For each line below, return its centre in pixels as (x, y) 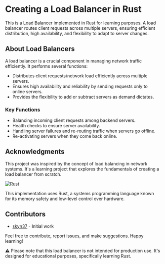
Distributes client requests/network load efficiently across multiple (80, 76)
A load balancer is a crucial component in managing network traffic (74, 61)
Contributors (25, 214)
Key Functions (23, 109)
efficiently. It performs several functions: (46, 66)
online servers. (27, 91)
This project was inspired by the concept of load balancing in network (76, 163)
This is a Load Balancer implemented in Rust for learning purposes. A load (81, 23)
